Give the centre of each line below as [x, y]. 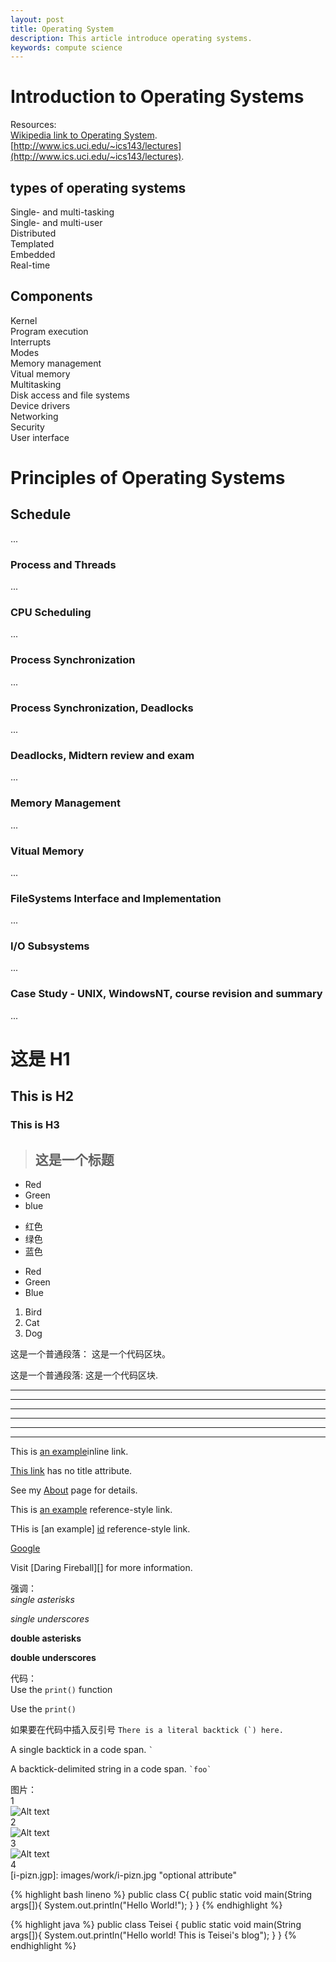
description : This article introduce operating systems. [131, 38]
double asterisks [46, 1638]
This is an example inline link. [69, 1452]
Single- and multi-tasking [62, 212]
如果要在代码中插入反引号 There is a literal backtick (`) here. [147, 1730]
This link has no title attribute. [71, 1471]
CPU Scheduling [51, 613]
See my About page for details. [74, 1490]
